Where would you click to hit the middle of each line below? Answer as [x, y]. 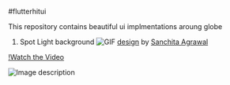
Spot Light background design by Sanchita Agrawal [114, 42]
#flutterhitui [27, 11]
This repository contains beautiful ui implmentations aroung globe [115, 26]
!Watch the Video [36, 57]
